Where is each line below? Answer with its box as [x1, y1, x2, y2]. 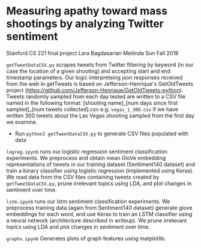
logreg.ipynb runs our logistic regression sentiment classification [6, 148, 168, 155]
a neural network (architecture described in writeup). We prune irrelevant [6, 217, 187, 224]
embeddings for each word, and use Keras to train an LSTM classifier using [6, 210, 193, 217]
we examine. [6, 118, 38, 125]
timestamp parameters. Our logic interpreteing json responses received [6, 74, 183, 81]
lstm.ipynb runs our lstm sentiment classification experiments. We [6, 198, 170, 205]
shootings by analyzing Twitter [6, 17, 164, 31]
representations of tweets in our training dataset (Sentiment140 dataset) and [6, 161, 196, 168]
